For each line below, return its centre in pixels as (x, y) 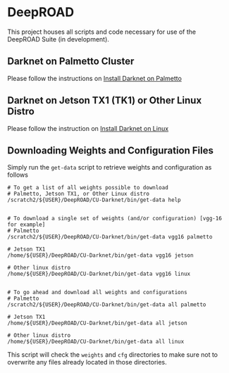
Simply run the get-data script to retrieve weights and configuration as (110, 167)
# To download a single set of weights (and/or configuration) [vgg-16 (114, 219)
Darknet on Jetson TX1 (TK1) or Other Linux (105, 100)
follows (18, 175)
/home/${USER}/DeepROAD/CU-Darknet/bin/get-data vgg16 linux (99, 274)
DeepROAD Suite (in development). (58, 39)
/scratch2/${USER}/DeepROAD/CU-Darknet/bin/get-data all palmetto (107, 305)
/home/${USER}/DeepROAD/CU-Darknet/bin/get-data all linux (96, 342)
